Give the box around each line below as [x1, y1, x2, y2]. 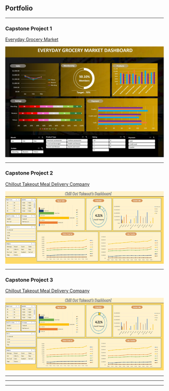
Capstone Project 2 [5, 170, 53, 177]
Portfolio [5, 4, 33, 13]
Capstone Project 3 [5, 276, 53, 283]
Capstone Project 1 [5, 25, 52, 32]
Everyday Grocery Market [5, 36, 59, 42]
